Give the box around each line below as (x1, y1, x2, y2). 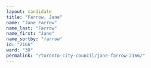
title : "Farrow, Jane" (6, 14, 63, 20)
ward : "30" (6, 47, 33, 53)
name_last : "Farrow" (6, 25, 58, 31)
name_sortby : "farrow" (6, 36, 63, 42)
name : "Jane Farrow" (6, 20, 58, 25)
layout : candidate (6, 8, 52, 15)
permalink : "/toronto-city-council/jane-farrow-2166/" (6, 53, 146, 59)
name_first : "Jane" (6, 31, 55, 37)
